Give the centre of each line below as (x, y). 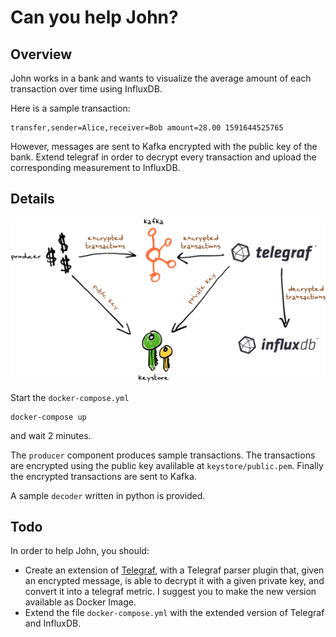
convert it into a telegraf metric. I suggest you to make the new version (170, 592)
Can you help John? (94, 17)
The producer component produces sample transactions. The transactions (163, 455)
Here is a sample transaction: (70, 108)
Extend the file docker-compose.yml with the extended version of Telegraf (174, 613)
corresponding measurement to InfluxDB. (95, 167)
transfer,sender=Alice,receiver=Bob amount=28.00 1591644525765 (147, 128)
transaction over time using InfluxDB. (86, 89)
